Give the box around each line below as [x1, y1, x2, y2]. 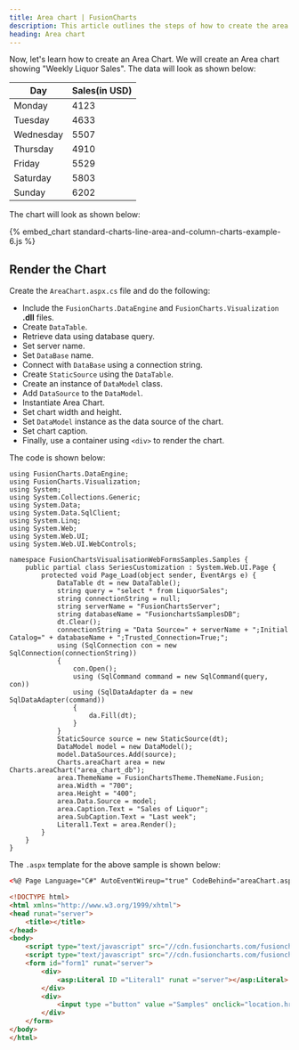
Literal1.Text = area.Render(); [56, 820, 177, 829]
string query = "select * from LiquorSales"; [56, 587, 229, 596]
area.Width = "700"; [56, 781, 133, 791]
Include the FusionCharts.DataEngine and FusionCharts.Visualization [21, 303, 279, 313]
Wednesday [13, 128, 64, 141]
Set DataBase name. [21, 350, 94, 361]
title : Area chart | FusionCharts [9, 12, 138, 22]
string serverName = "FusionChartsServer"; [56, 602, 221, 611]
